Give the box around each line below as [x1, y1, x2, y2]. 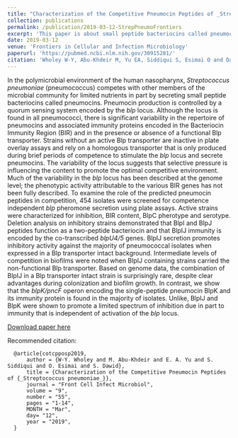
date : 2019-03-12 [7, 37, 59, 44]
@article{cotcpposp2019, [13, 350, 87, 357]
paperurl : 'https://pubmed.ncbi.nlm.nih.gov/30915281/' [7, 50, 176, 57]
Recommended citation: [7, 336, 77, 345]
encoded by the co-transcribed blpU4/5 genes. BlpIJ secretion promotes [7, 234, 221, 242]
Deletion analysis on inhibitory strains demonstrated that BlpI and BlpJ [7, 219, 212, 227]
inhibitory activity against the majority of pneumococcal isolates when [7, 241, 212, 250]
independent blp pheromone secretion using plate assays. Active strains [7, 203, 218, 212]
